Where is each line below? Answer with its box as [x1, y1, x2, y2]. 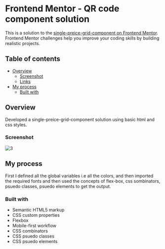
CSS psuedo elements [12, 238, 58, 244]
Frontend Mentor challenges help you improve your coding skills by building [5, 35, 160, 41]
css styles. [5, 122, 27, 128]
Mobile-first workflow [12, 222, 57, 228]
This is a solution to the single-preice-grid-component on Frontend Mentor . [5, 30, 158, 36]
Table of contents [5, 55, 60, 63]
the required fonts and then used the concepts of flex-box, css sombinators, [5, 178, 161, 184]
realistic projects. [5, 40, 41, 46]
